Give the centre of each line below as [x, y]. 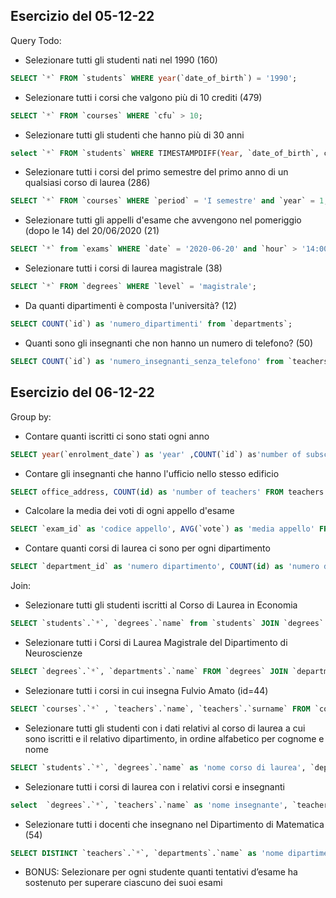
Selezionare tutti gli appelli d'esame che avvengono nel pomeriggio [163, 220]
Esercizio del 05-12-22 [82, 16]
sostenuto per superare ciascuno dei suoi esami [123, 883]
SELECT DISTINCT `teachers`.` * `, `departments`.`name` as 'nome [147, 853]
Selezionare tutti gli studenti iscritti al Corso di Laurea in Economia [161, 605]
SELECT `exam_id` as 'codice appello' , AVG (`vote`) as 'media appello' [162, 529]
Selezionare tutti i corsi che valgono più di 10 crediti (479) [143, 97]
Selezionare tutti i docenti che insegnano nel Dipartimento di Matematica [174, 824]
